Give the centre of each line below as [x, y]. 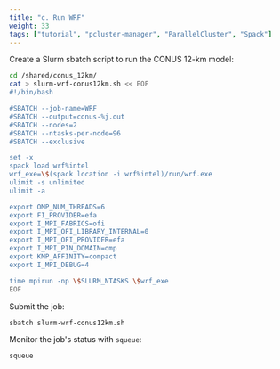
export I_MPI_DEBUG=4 [49, 265]
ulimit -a [28, 191]
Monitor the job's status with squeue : [76, 340]
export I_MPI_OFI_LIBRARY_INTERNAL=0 [79, 232]
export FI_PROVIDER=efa [53, 215]
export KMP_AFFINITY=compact [63, 257]
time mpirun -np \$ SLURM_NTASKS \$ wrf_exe [89, 281]
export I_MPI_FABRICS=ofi [57, 224]
